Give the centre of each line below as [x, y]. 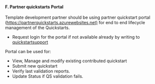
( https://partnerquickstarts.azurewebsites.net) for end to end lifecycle [75, 23]
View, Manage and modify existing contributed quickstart [69, 61]
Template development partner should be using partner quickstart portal [78, 17]
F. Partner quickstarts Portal [34, 7]
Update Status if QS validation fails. [48, 76]
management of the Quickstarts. [38, 28]
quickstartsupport [30, 42]
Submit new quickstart [35, 66]
